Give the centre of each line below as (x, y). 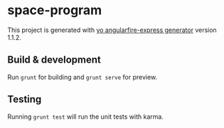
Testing (25, 99)
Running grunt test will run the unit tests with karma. (85, 117)
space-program (55, 10)
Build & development (54, 60)
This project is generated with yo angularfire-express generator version (112, 30)
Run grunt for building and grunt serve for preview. (82, 77)
